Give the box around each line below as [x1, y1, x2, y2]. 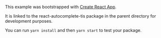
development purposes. [5, 19, 53, 24]
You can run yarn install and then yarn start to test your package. [5, 28, 142, 33]
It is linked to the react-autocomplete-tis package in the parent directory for [5, 13, 156, 19]
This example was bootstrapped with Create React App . [5, 4, 117, 9]
